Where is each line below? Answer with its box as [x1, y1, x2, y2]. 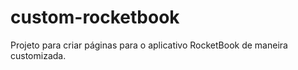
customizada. [10, 49, 67, 61]
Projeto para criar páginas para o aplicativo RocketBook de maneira [10, 39, 288, 51]
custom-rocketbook [10, 6, 180, 29]
